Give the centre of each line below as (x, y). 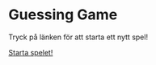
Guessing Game (63, 15)
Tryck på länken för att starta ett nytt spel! (78, 37)
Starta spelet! (31, 52)
